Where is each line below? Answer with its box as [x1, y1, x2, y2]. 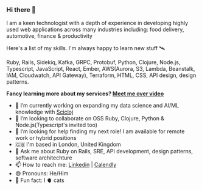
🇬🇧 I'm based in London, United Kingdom [15, 141, 121, 148]
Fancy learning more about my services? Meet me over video [6, 90, 164, 97]
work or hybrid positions [15, 134, 77, 142]
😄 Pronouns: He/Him [15, 170, 69, 177]
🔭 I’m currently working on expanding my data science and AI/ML [15, 102, 179, 109]
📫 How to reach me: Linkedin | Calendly [15, 161, 117, 169]
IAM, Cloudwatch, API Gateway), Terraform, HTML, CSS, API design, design [6, 71, 197, 79]
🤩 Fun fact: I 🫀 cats [15, 177, 65, 184]
